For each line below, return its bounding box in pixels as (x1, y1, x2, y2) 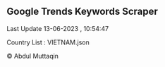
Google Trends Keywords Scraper (6, 6, 158, 18)
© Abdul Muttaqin (6, 51, 59, 60)
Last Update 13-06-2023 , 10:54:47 (6, 24, 109, 32)
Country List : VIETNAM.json (6, 38, 90, 47)
